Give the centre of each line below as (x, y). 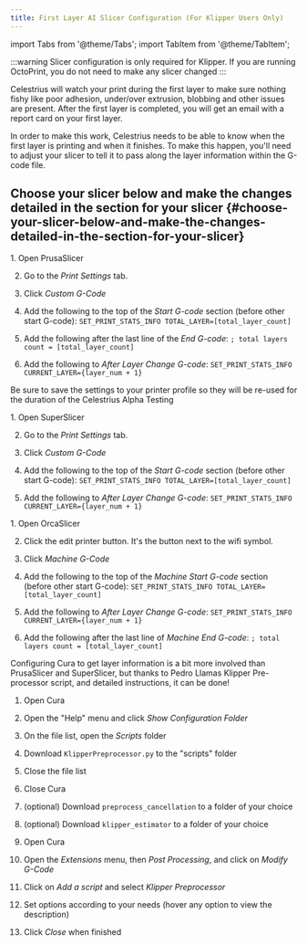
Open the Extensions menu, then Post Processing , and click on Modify (155, 860)
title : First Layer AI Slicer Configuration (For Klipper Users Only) (147, 18)
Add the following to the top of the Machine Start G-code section (146, 577)
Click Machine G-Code (67, 559)
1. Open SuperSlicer (47, 417)
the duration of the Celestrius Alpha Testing (92, 400)
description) (46, 915)
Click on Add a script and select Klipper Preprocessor (124, 887)
